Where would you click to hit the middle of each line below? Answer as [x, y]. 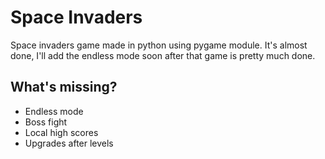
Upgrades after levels [69, 143]
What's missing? [64, 87]
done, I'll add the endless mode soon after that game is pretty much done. [163, 55]
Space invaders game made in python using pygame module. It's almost [159, 45]
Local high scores [61, 132]
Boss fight [46, 122]
